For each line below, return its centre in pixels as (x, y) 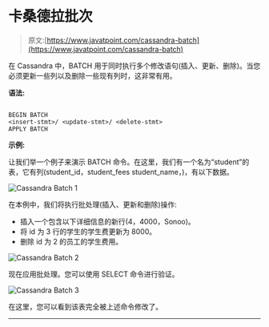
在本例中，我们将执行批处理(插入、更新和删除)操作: (93, 204)
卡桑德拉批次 (51, 16)
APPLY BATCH (28, 129)
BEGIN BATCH (28, 115)
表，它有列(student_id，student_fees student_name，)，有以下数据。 (121, 172)
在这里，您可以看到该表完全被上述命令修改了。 (85, 306)
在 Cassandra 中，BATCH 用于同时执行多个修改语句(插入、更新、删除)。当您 (134, 66)
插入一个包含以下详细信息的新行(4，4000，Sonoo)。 (108, 221)
